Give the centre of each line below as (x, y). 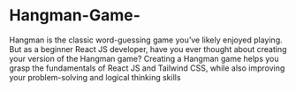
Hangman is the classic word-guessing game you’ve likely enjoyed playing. (146, 40)
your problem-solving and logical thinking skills (95, 77)
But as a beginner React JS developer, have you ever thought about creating (148, 49)
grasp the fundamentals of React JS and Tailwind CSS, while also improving (147, 68)
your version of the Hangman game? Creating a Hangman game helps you (144, 58)
